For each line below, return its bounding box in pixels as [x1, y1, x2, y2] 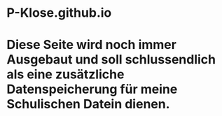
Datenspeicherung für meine [6, 82, 178, 97]
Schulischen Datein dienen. [6, 96, 170, 113]
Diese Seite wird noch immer [6, 37, 176, 53]
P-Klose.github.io [6, 5, 112, 21]
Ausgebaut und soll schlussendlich [6, 52, 216, 68]
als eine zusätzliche [6, 66, 125, 82]
